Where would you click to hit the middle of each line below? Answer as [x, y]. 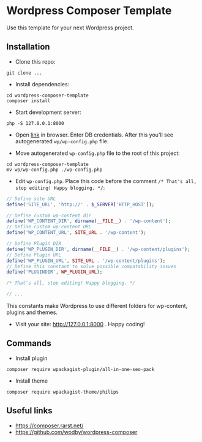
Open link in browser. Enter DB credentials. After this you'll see [94, 135]
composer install [28, 101]
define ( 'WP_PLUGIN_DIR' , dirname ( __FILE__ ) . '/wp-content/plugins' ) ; [98, 249]
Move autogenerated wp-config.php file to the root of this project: [98, 153]
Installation [28, 47]
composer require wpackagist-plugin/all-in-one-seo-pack [80, 369]
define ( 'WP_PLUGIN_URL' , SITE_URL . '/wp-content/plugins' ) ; [86, 261]
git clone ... [24, 73]
